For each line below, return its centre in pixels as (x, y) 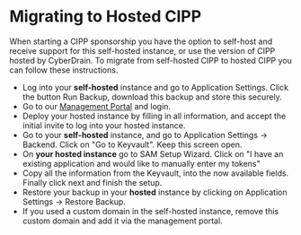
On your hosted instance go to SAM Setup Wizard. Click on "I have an (153, 153)
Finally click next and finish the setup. (92, 182)
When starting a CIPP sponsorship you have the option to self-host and (141, 41)
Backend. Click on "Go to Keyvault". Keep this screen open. (132, 144)
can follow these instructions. (64, 70)
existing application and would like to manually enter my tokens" (141, 163)
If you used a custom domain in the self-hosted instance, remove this (150, 211)
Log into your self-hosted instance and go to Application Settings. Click (155, 87)
